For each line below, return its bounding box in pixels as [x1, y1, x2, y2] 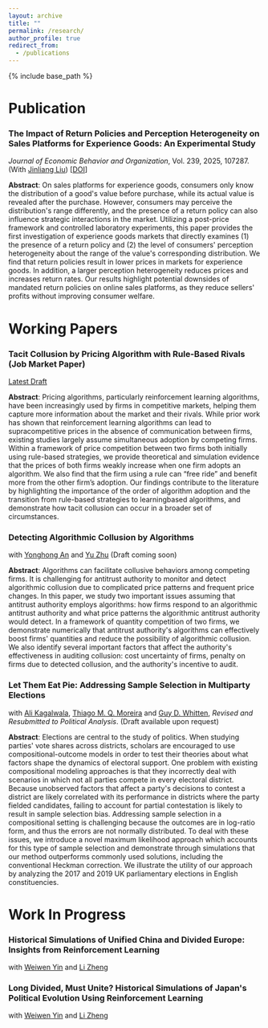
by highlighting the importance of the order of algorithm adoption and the [8, 485, 251, 495]
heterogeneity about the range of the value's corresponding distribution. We [8, 248, 261, 258]
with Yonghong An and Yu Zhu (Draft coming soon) [8, 550, 177, 559]
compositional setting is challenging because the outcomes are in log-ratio [8, 817, 255, 827]
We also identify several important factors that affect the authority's [8, 642, 233, 652]
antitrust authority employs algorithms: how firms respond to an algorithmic [8, 600, 258, 609]
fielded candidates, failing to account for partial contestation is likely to [8, 801, 243, 810]
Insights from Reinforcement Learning [8, 944, 160, 955]
